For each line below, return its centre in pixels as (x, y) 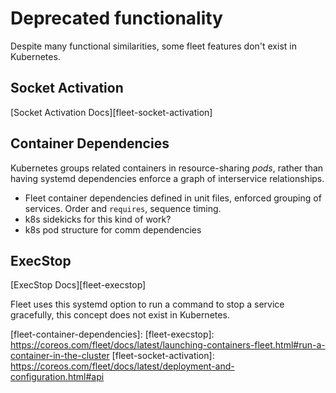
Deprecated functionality (116, 18)
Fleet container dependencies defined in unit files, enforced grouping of (173, 198)
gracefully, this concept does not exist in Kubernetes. (120, 315)
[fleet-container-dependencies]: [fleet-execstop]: (112, 334)
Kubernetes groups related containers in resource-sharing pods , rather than (167, 168)
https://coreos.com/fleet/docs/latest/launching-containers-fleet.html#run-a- (168, 345)
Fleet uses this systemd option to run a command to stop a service (147, 304)
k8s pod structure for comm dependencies (113, 229)
